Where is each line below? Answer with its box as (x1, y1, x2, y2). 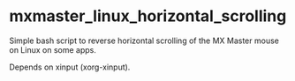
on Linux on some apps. (9, 44, 97, 55)
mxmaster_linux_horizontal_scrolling (9, 6, 287, 26)
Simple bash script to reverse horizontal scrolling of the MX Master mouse (9, 35, 280, 46)
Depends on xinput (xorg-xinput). (9, 62, 131, 72)
